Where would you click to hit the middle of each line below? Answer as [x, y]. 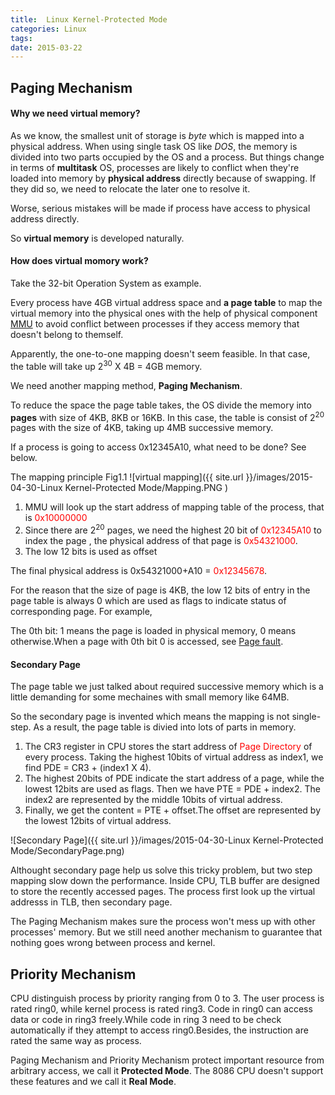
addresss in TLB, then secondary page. [91, 902]
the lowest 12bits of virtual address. [98, 821]
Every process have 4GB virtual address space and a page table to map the [166, 303]
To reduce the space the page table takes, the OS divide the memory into [161, 405]
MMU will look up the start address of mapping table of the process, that [174, 507]
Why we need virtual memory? [75, 113]
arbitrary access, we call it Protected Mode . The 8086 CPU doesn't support [167, 1071]
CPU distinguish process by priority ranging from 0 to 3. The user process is [167, 998]
